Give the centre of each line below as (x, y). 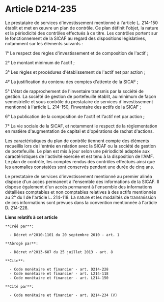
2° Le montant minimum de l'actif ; (40, 62)
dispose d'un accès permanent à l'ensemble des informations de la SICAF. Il (82, 181)
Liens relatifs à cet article (31, 217)
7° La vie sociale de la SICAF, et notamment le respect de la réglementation (81, 126)
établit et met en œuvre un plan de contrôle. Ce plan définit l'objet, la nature (82, 28)
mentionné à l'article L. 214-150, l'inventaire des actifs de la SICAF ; (73, 107)
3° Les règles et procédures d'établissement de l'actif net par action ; (75, 72)
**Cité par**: (20, 286)
